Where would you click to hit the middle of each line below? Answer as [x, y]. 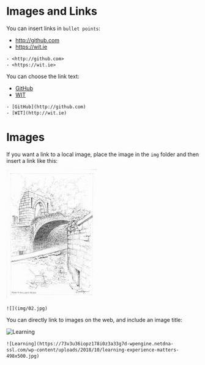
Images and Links [52, 11]
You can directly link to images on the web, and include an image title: [94, 320]
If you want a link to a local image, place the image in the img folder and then [103, 154]
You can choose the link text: [43, 76]
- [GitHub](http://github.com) [46, 107]
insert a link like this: [32, 160]
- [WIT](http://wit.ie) [37, 113]
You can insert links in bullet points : [54, 28]
